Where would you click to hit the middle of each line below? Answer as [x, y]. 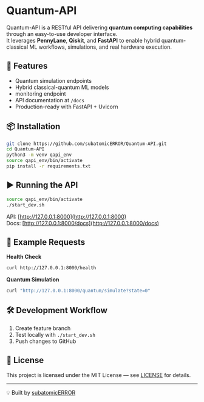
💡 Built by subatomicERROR [41, 392]
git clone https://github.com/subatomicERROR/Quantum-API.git [87, 144]
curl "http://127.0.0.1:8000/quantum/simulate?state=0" [78, 291]
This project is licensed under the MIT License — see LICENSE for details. [99, 375]
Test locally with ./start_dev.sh [55, 334]
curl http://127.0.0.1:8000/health [51, 268]
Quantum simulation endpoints [53, 80]
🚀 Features [27, 66]
